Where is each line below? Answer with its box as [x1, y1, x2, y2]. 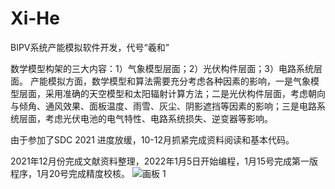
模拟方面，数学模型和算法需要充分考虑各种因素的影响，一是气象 [47, 75, 311, 87]
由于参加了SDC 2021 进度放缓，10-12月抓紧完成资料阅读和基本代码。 [10, 133, 295, 146]
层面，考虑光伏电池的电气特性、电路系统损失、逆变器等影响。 [18, 112, 273, 124]
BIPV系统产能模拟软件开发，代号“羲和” [10, 41, 170, 53]
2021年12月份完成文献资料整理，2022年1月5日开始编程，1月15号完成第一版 [10, 155, 318, 167]
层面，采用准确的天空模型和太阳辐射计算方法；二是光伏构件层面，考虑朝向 [18, 87, 326, 99]
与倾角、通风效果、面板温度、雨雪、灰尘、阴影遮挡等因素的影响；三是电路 [10, 100, 317, 112]
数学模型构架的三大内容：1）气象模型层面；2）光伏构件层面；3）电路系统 [10, 62, 314, 74]
